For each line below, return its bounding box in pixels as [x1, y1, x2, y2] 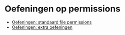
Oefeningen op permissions [4, 3, 121, 14]
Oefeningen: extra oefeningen [11, 24, 73, 30]
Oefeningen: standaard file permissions [11, 19, 92, 25]
